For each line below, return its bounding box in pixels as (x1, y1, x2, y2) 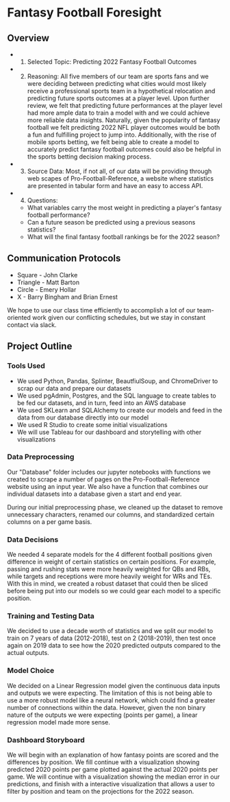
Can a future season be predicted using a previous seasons (27, 218, 196, 226)
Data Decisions (7, 534, 59, 544)
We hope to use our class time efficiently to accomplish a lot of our (7, 306, 196, 314)
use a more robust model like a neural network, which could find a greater (7, 696, 216, 704)
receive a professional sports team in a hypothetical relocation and (27, 87, 216, 95)
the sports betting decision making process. (27, 152, 152, 161)
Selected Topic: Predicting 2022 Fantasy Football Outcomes (27, 58, 197, 66)
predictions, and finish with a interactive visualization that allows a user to (7, 779, 215, 788)
